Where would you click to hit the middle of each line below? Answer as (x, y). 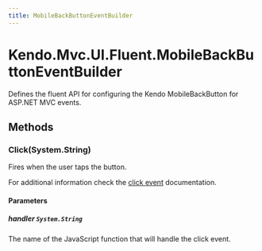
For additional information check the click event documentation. (112, 183)
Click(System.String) (50, 149)
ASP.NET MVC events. (45, 102)
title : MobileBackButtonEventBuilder (71, 15)
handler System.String (46, 218)
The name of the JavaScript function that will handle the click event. (120, 238)
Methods (31, 127)
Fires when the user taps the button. (67, 167)
